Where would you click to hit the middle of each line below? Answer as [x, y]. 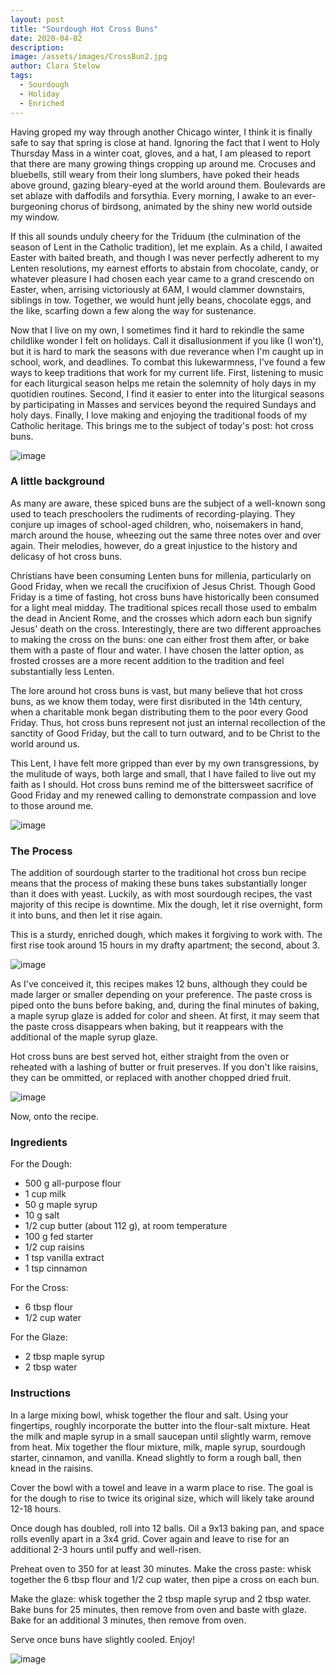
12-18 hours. [36, 1508]
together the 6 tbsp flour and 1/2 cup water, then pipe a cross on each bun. [165, 1579]
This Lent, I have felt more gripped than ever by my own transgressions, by [165, 763]
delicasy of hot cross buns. [66, 556]
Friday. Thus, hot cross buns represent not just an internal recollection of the [168, 722]
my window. [35, 217]
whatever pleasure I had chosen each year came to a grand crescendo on [162, 278]
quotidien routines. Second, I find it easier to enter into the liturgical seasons [167, 393]
